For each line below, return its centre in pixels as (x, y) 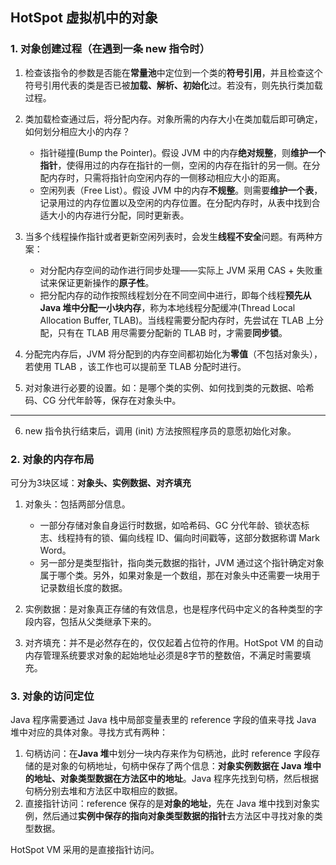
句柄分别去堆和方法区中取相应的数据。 (103, 791)
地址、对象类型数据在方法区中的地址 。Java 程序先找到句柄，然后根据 (176, 779)
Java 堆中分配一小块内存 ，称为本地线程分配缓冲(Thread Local (167, 307)
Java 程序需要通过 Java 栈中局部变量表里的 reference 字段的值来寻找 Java (163, 720)
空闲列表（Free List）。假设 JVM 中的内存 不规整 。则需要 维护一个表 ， (181, 190)
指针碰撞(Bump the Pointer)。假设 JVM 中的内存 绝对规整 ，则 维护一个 (182, 152)
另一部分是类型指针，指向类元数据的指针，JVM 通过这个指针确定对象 (182, 562)
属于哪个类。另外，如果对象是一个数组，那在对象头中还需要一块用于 (180, 575)
